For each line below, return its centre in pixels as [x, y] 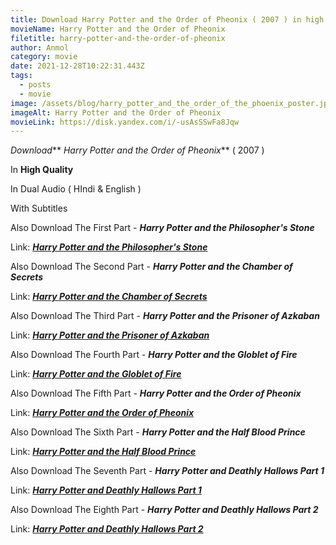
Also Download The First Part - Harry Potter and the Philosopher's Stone [162, 228]
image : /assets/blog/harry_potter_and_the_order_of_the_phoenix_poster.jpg [171, 103]
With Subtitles [39, 208]
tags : [21, 76]
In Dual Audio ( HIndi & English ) [76, 189]
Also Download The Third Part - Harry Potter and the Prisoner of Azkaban [165, 316]
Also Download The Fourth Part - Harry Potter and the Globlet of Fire [154, 355]
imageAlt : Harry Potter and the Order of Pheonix [116, 112]
